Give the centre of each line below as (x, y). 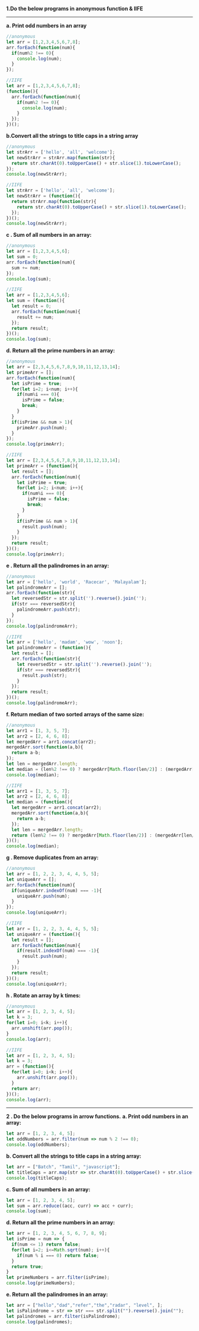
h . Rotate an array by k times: (44, 995)
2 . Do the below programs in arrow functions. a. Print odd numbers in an (97, 1116)
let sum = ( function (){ (36, 301)
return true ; (28, 1266)
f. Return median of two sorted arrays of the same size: (75, 714)
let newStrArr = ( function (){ (44, 196)
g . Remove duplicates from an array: (52, 857)
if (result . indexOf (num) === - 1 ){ (58, 951)
